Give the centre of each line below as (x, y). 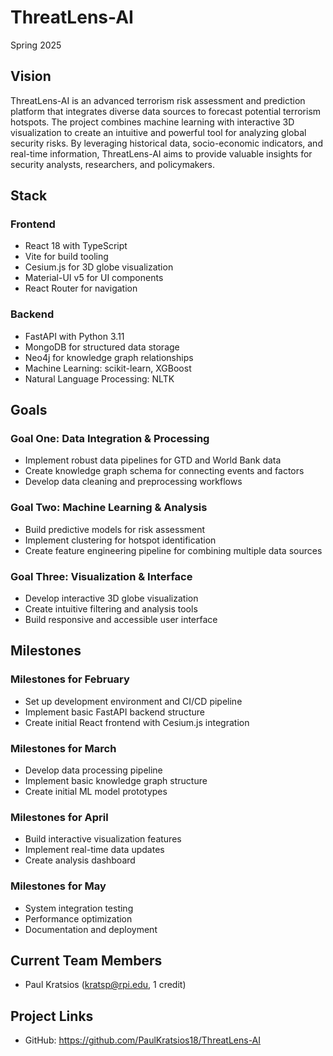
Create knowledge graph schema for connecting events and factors (164, 471)
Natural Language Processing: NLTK (99, 378)
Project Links (52, 1016)
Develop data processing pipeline (93, 770)
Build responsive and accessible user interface (121, 620)
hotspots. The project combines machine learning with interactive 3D (152, 122)
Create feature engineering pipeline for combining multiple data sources (173, 550)
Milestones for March (63, 748)
